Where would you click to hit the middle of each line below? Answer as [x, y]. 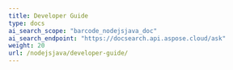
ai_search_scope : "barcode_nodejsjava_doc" [83, 31]
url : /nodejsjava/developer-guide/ [68, 53]
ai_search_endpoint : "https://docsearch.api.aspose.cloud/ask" [117, 38]
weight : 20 [27, 46]
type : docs [27, 23]
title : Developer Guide [49, 16]
